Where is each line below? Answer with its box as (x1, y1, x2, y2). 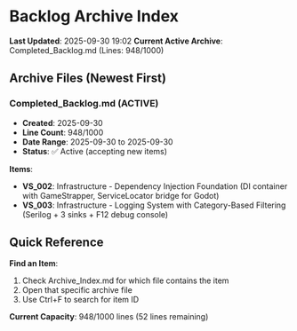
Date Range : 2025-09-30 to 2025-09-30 (21, 136, 173, 147)
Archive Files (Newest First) (9, 71, 167, 86)
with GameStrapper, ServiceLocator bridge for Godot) (21, 190, 220, 201)
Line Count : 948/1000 (21, 127, 104, 138)
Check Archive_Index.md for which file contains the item (21, 275, 229, 286)
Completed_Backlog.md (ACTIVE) (9, 98, 159, 110)
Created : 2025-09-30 (21, 117, 104, 128)
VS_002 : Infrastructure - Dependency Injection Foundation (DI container (21, 180, 288, 192)
